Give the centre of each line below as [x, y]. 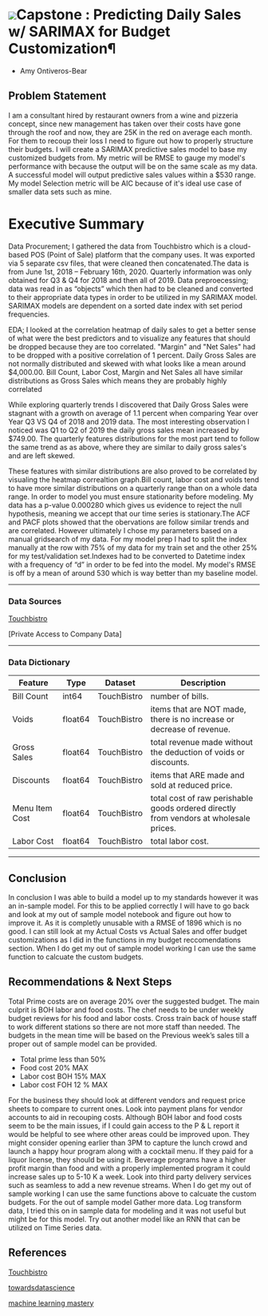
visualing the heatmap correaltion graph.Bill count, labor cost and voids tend [134, 479]
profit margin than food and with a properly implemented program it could [130, 1168]
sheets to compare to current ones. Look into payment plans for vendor [126, 1108]
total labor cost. [179, 841]
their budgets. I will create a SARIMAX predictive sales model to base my [128, 149]
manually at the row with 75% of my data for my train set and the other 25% [133, 547]
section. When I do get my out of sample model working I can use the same [132, 948]
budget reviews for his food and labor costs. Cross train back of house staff [133, 1018]
